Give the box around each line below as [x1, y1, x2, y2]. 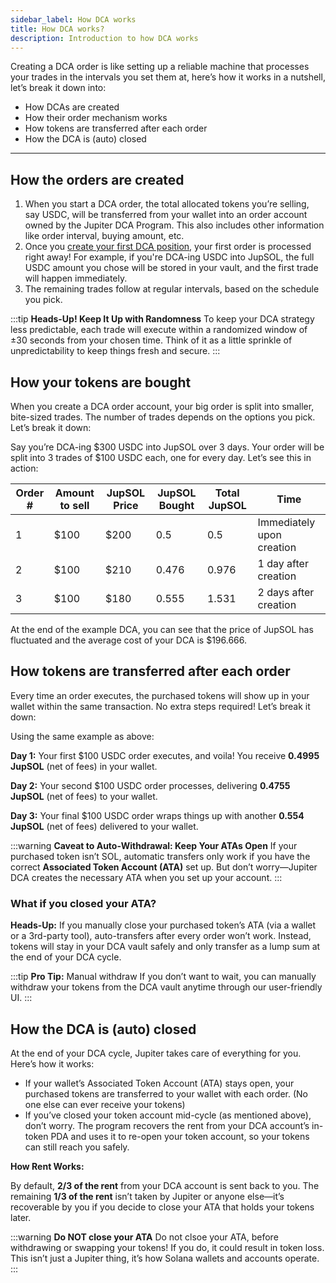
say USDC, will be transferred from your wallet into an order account [24, 209, 308, 221]
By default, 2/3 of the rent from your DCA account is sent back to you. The [10, 1179, 320, 1191]
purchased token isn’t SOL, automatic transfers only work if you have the [10, 850, 311, 862]
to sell [59, 499, 90, 512]
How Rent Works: [10, 1160, 85, 1172]
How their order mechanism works [24, 112, 168, 124]
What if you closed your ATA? [10, 896, 157, 910]
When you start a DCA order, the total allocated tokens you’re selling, [24, 198, 310, 210]
